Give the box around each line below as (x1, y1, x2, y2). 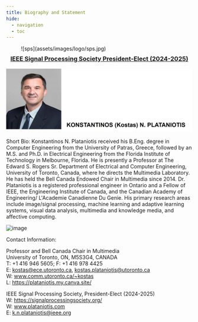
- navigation (11, 22, 44, 28)
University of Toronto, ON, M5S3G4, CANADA (6, 253, 118, 261)
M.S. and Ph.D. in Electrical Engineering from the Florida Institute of (6, 150, 170, 157)
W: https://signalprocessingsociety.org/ (6, 296, 102, 304)
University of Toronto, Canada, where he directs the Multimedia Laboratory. (6, 169, 190, 176)
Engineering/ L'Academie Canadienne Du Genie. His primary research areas (6, 194, 190, 201)
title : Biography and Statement (6, 9, 86, 15)
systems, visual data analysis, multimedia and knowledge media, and (6, 207, 174, 214)
